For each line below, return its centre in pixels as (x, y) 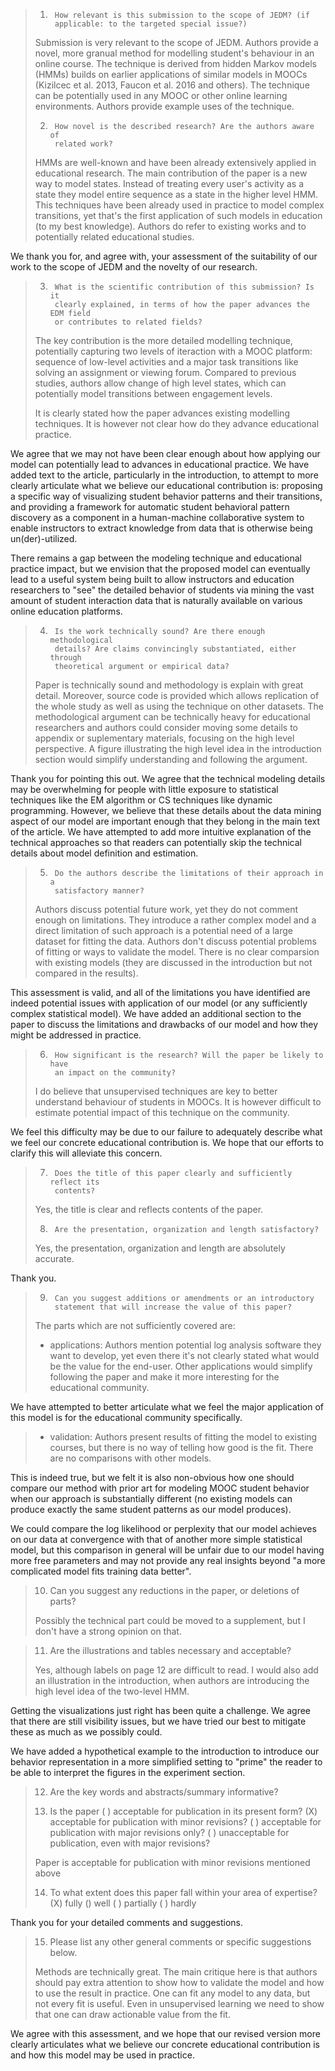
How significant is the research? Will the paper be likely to (189, 1055)
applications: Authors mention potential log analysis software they (185, 1345)
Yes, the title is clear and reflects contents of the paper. (149, 1209)
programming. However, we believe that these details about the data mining (166, 810)
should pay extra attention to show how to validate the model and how (179, 1982)
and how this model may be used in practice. (102, 2055)
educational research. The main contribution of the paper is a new (171, 173)
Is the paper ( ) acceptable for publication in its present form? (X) (183, 1811)
